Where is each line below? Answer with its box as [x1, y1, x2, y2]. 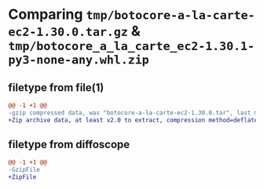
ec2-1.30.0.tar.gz [8, 25, 128, 40]
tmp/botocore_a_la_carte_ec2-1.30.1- [8, 39, 255, 54]
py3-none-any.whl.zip [8, 53, 149, 67]
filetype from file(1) [8, 81, 104, 94]
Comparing [8, 5, 83, 24]
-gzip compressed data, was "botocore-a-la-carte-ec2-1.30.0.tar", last [8, 108, 251, 117]
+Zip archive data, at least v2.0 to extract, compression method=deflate [8, 116, 258, 124]
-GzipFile [8, 166, 41, 174]
